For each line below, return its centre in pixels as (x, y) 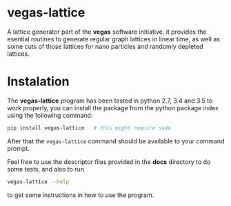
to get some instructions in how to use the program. (81, 195)
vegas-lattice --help (38, 182)
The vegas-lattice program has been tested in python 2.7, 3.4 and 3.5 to (110, 101)
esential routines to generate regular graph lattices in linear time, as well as (114, 39)
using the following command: (50, 115)
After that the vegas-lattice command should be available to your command (116, 141)
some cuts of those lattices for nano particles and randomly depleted (105, 46)
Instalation (38, 82)
